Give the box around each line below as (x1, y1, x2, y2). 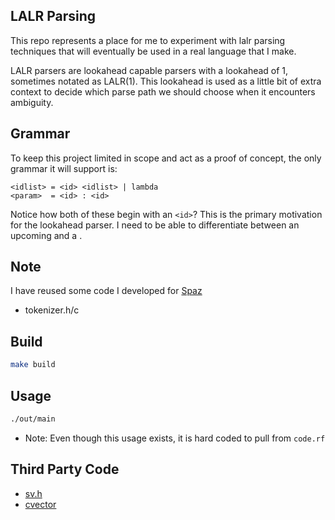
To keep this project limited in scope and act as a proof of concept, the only (10, 152, 322, 164)
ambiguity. (10, 96, 54, 108)
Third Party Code (10, 461, 120, 478)
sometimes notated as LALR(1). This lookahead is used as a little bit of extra (10, 75, 322, 87)
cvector (24, 498, 57, 510)
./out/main (10, 414, 56, 424)
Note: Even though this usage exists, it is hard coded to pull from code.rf (24, 432, 326, 444)
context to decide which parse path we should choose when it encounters (10, 85, 316, 98)
